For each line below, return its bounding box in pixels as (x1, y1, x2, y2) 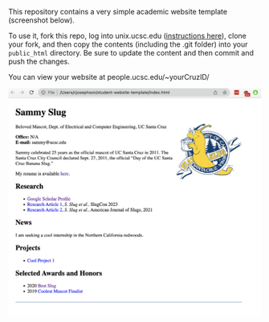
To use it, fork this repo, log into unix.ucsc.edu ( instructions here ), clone (8, 31, 247, 40)
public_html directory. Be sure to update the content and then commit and (8, 48, 255, 57)
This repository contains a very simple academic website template (8, 7, 227, 16)
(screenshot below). (8, 15, 75, 25)
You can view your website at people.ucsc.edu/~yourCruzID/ (8, 72, 210, 81)
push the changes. (8, 56, 70, 66)
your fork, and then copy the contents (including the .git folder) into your (8, 39, 248, 49)
